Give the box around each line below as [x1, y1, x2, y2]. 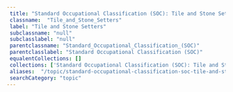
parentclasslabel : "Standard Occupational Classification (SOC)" [9, 49, 203, 56]
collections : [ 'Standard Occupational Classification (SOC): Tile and [9, 62, 218, 68]
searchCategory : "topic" [9, 74, 81, 82]
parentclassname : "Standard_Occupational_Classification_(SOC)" [9, 42, 200, 49]
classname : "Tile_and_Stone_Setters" [9, 17, 122, 24]
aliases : [9, 68, 35, 75]
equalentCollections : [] [9, 55, 81, 62]
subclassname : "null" [9, 29, 72, 37]
